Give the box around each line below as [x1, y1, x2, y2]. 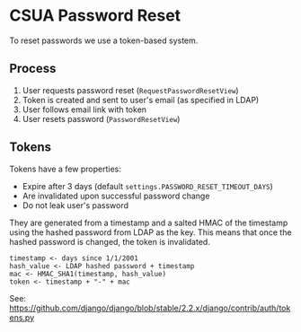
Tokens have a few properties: [9, 163, 121, 174]
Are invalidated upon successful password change [22, 190, 210, 201]
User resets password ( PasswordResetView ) [22, 113, 181, 124]
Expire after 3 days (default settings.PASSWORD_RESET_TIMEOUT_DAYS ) [22, 180, 274, 191]
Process [9, 61, 57, 76]
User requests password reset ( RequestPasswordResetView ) [22, 84, 240, 95]
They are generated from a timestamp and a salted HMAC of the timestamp [9, 217, 288, 228]
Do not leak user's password [22, 199, 128, 211]
